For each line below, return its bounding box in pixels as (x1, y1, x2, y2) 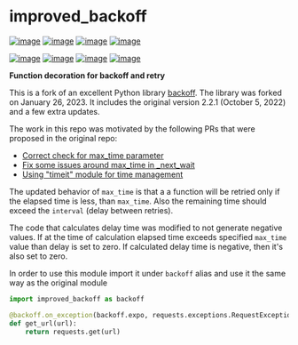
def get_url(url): (9, 318, 77, 328)
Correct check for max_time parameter (21, 149, 164, 161)
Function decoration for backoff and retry (9, 69, 166, 81)
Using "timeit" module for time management (21, 169, 184, 180)
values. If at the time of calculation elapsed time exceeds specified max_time (9, 231, 287, 242)
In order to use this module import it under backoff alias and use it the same (9, 268, 286, 278)
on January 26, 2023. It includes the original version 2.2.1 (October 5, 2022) (9, 96, 286, 108)
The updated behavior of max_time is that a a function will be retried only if (9, 186, 280, 197)
